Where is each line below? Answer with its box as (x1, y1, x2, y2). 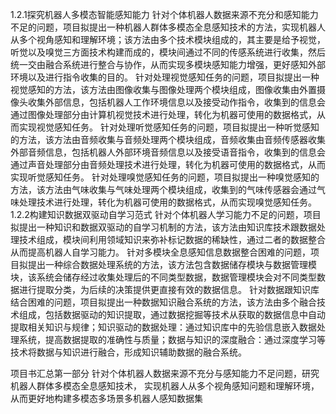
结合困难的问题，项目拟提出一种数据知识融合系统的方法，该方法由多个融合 (10, 296, 317, 308)
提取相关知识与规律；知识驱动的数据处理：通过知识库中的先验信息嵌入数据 (10, 321, 317, 333)
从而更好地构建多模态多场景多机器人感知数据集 (10, 393, 203, 404)
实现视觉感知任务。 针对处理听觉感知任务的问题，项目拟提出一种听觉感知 (18, 121, 320, 133)
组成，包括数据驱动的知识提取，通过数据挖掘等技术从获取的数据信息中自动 (18, 309, 326, 320)
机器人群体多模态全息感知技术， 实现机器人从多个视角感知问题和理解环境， (10, 380, 320, 392)
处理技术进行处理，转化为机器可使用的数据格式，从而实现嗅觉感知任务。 (18, 196, 317, 208)
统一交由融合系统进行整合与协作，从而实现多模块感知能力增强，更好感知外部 (10, 59, 326, 70)
